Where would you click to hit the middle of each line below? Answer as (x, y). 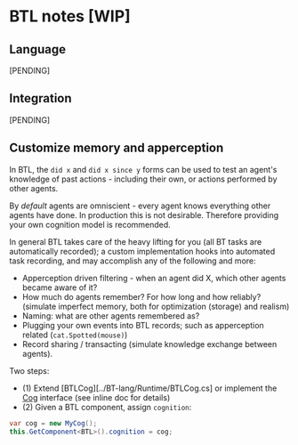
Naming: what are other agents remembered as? (111, 316)
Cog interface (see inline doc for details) (96, 397)
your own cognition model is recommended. (90, 224)
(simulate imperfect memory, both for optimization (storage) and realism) (156, 306)
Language (38, 49)
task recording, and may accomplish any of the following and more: (133, 261)
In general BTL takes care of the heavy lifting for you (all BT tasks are (136, 241)
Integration (41, 98)
